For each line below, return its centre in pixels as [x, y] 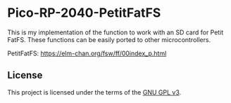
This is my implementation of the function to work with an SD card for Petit [115, 32]
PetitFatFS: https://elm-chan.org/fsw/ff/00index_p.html [87, 53]
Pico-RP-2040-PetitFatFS [84, 13]
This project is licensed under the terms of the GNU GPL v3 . [94, 92]
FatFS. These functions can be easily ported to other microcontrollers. [109, 39]
